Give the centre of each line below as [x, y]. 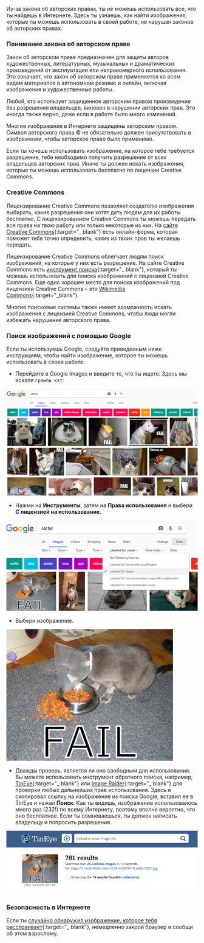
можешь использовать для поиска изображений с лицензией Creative [98, 276]
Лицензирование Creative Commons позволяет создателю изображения [100, 206]
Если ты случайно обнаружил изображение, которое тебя [82, 920]
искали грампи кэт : [39, 380]
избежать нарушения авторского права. [59, 320]
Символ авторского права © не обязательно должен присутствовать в [99, 133]
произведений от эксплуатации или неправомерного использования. [97, 70]
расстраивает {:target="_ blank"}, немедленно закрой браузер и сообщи [100, 927]
